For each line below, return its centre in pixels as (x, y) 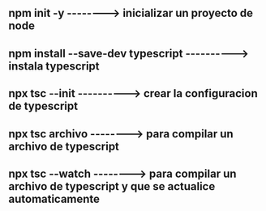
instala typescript (54, 66)
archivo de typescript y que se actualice (112, 186)
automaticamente (54, 198)
